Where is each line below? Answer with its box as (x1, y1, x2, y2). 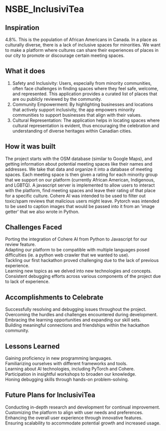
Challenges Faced (5, 223, 62, 231)
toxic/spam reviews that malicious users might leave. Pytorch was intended (5, 198, 160, 204)
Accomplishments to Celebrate (5, 293, 103, 301)
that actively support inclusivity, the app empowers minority (12, 106, 135, 113)
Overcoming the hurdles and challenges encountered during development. (5, 312, 158, 318)
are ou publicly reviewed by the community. (12, 96, 102, 102)
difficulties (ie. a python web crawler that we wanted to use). (5, 252, 129, 258)
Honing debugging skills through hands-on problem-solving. (5, 377, 129, 383)
